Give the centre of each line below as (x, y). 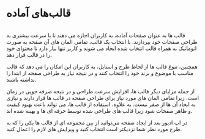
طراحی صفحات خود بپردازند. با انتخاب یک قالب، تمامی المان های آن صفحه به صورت (102, 41)
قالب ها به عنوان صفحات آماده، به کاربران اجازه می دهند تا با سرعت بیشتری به (96, 35)
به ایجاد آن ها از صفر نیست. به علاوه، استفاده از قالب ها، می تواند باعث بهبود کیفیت (101, 104)
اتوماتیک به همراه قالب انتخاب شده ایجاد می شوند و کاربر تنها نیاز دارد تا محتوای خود (102, 48)
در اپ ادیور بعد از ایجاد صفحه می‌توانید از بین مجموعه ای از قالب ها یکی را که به (97, 123)
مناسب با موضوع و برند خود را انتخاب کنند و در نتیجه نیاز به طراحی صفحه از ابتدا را (100, 73)
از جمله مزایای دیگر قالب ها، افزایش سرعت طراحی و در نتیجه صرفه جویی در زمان (100, 91)
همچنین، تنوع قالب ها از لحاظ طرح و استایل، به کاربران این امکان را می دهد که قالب (102, 66)
